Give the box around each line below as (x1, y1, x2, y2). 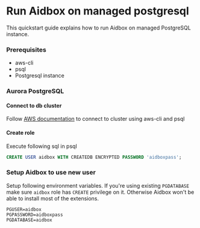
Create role (6, 129, 35, 136)
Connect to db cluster (6, 102, 62, 109)
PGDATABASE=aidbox (6, 217, 52, 223)
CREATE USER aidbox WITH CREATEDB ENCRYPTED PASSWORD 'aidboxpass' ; (6, 154, 182, 160)
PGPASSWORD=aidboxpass (6, 212, 63, 218)
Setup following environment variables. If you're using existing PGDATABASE (6, 182, 190, 189)
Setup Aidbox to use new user (6, 168, 96, 177)
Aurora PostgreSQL (6, 87, 64, 96)
